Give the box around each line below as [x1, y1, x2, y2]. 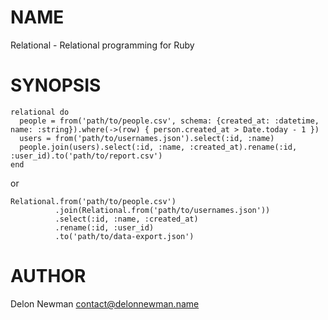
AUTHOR [10, 265, 87, 288]
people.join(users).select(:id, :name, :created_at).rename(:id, [19, 142, 298, 152]
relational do [10, 107, 70, 117]
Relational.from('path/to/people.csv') [10, 196, 177, 206]
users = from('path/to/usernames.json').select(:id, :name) [19, 133, 275, 143]
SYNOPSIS [10, 74, 102, 97]
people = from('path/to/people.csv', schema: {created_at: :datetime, [19, 116, 320, 126]
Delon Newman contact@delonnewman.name [10, 297, 200, 310]
